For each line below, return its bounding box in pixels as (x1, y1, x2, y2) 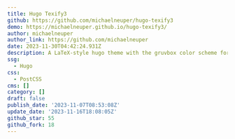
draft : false (7, 95, 45, 102)
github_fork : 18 (7, 121, 55, 128)
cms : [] (7, 82, 30, 89)
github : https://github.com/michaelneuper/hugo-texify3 (7, 17, 173, 24)
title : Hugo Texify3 (7, 10, 68, 18)
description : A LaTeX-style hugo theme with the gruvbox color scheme (7, 50, 218, 57)
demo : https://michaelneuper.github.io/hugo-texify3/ (7, 23, 168, 30)
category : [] (7, 88, 45, 95)
